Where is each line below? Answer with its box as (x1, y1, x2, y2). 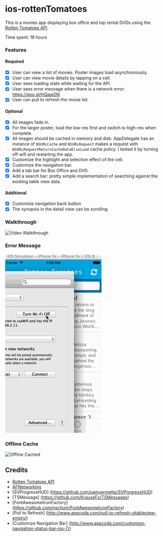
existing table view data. (12, 179, 61, 184)
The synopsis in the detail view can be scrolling (12, 206, 108, 212)
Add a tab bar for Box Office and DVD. (12, 167, 89, 173)
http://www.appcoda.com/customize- (70, 520, 146, 526)
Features (5, 46, 27, 53)
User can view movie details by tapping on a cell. (12, 75, 111, 81)
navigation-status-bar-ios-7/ (12, 526, 70, 532)
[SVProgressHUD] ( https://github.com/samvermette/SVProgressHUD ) (12, 489, 153, 495)
